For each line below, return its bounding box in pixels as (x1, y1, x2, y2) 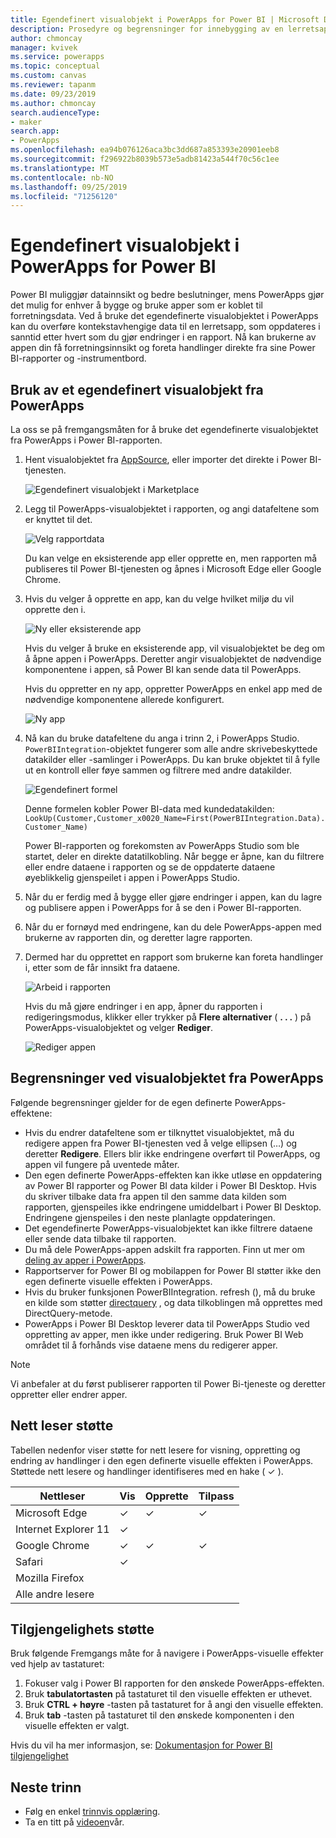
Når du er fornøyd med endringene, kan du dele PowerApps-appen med (24, 921, 322, 933)
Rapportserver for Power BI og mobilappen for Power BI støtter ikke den (24, 1264, 322, 1276)
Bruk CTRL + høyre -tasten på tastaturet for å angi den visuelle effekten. (24, 1699, 324, 1711)
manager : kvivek (10, 42, 78, 53)
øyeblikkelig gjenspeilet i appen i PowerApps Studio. (24, 872, 241, 883)
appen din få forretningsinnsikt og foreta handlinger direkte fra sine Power (10, 342, 316, 354)
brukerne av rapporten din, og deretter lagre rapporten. (24, 932, 253, 943)
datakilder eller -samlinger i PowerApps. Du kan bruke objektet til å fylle (24, 754, 321, 765)
